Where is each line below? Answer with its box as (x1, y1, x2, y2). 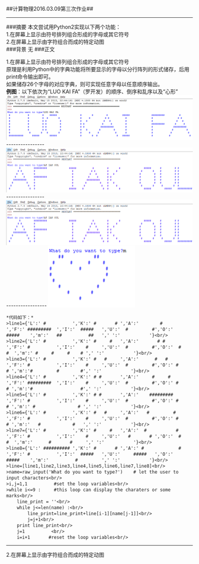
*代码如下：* (6, 314, 34, 321)
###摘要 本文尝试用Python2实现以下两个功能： (6, 23, 121, 30)
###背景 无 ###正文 (6, 46, 55, 52)
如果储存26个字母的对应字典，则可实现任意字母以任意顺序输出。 (6, 81, 163, 87)
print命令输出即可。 (6, 73, 54, 80)
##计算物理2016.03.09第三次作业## (6, 5, 94, 12)
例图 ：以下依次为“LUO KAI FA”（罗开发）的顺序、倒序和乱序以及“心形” (6, 88, 178, 95)
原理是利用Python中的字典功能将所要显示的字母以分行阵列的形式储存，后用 (6, 66, 190, 73)
